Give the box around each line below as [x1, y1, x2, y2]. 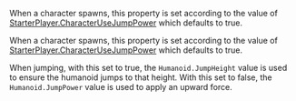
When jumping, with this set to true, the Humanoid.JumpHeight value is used [9, 63, 288, 73]
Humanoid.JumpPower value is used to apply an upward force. [9, 82, 233, 92]
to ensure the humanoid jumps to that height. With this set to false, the [9, 72, 272, 83]
